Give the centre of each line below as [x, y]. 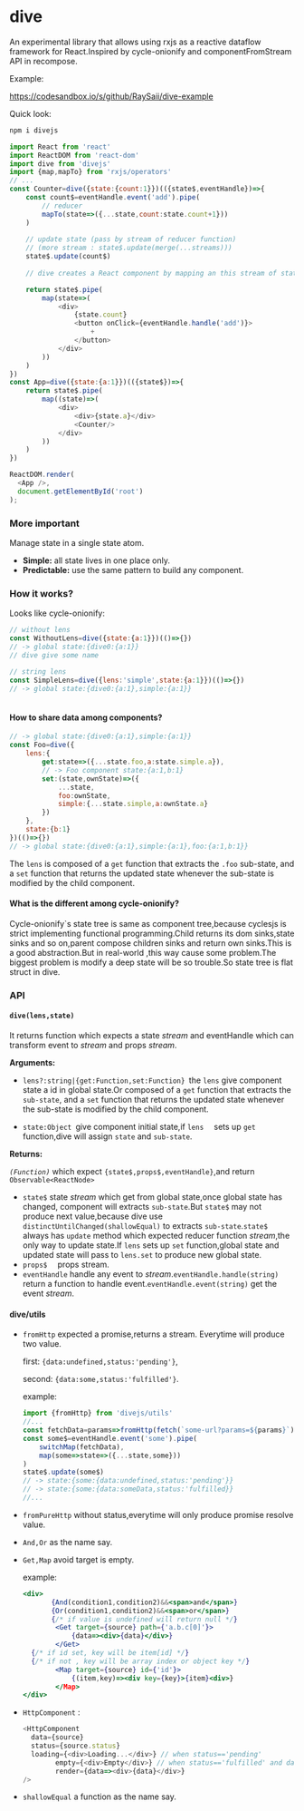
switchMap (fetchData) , [82, 1447]
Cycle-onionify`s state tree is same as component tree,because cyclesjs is [148, 923]
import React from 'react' [60, 147]
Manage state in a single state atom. [77, 542]
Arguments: [33, 1063]
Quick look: [30, 113]
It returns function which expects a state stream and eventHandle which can [152, 1036]
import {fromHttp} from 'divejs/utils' [98, 1413]
